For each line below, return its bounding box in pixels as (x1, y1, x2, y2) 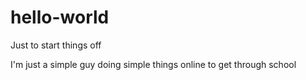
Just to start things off (10, 39, 102, 51)
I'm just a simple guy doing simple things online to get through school (10, 58, 297, 70)
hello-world (10, 6, 110, 29)
